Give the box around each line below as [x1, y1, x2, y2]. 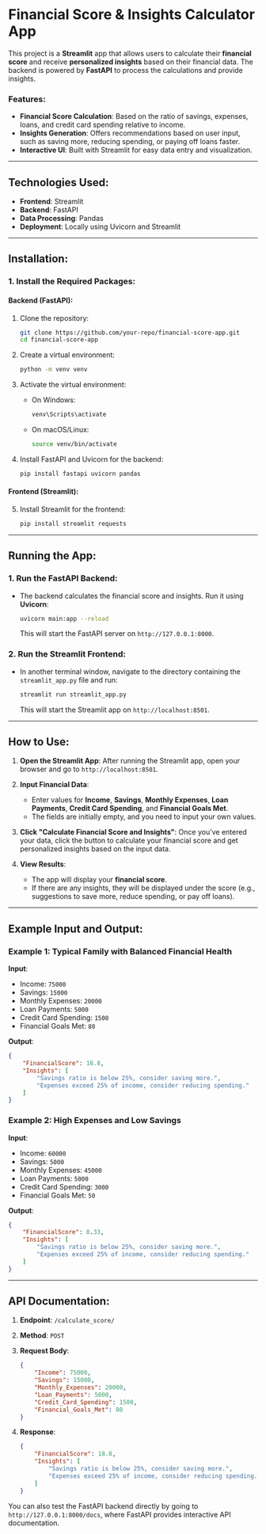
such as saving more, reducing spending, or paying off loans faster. [19, 137, 241, 147]
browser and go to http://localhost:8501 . [19, 764, 158, 774]
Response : [19, 1427, 56, 1437]
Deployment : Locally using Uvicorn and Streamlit [19, 222, 181, 231]
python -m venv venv [19, 366, 88, 374]
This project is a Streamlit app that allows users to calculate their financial [8, 48, 252, 58]
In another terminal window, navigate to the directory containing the [19, 667, 241, 676]
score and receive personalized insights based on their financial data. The [8, 57, 253, 67]
